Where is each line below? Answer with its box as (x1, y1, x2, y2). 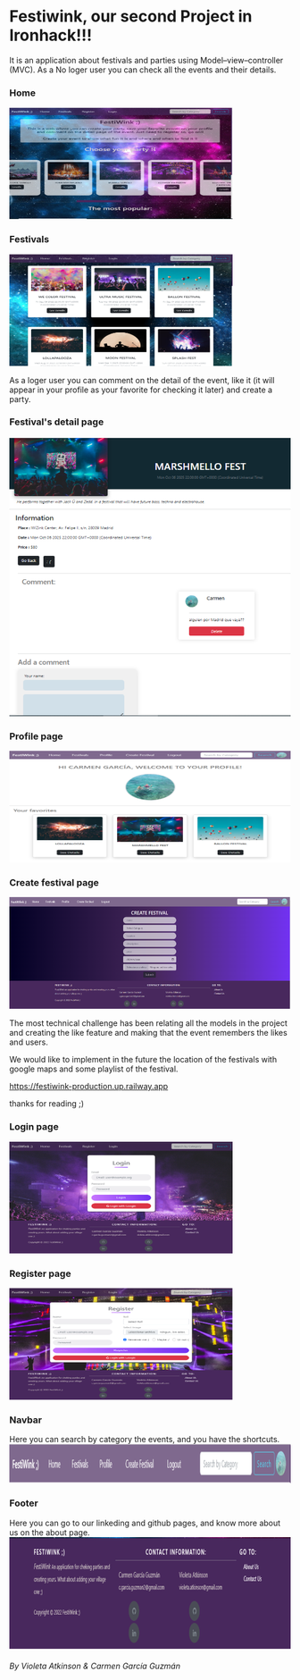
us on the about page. (9, 1526, 91, 1538)
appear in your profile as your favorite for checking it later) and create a (9, 384, 273, 395)
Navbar (9, 1414, 43, 1426)
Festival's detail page (9, 416, 104, 428)
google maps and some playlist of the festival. (9, 1063, 179, 1074)
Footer (9, 1497, 38, 1509)
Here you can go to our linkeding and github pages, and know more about (9, 1517, 281, 1528)
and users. (9, 1037, 49, 1047)
